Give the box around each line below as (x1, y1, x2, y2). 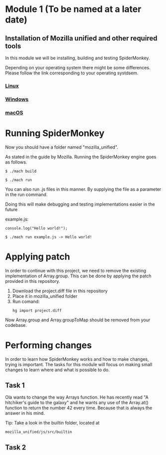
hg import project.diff (12, 308, 62, 313)
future (5, 206, 18, 213)
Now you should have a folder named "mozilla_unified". (5, 144, 118, 150)
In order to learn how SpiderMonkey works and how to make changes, (5, 356, 149, 362)
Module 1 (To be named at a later (5, 3, 142, 15)
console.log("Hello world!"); (5, 226, 68, 230)
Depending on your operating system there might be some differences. (5, 65, 151, 70)
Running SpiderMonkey (5, 127, 105, 139)
